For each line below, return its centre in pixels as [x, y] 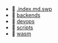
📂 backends [26, 15]
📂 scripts [22, 27]
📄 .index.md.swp [32, 9]
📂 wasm [21, 34]
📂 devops [23, 21]
